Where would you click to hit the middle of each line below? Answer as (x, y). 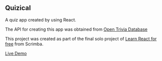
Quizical (18, 8)
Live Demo (16, 53)
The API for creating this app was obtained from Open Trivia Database (76, 29)
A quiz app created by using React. (41, 20)
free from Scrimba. (24, 44)
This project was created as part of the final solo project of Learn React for (81, 39)
